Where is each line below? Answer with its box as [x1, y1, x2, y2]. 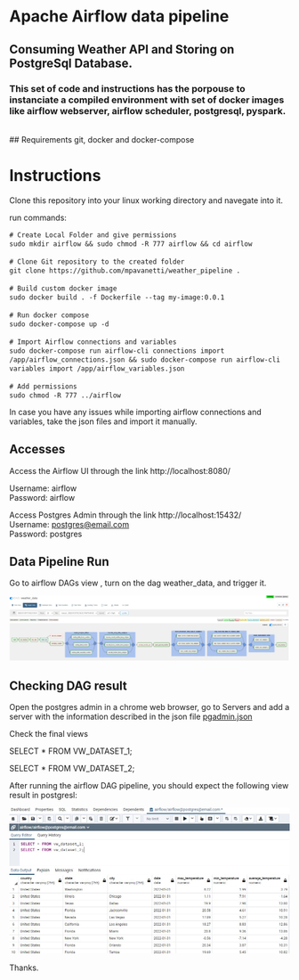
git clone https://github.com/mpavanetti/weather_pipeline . [9, 265, 241, 275]
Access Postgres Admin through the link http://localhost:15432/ [9, 510, 242, 520]
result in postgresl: [9, 790, 77, 800]
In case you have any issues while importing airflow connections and [9, 406, 263, 417]
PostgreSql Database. [9, 55, 133, 70]
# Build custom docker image [9, 283, 117, 293]
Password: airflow [9, 492, 76, 502]
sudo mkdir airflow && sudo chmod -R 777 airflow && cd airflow [9, 239, 253, 249]
